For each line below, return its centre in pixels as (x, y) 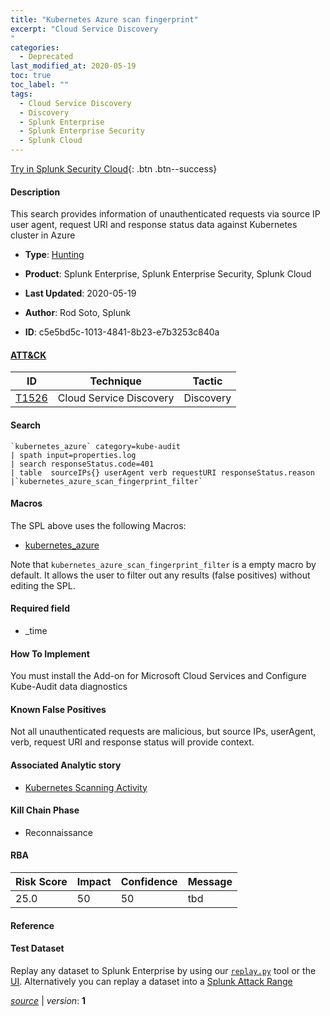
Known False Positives (58, 709)
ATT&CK (28, 355)
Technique (115, 381)
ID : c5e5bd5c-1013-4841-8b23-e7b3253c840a (122, 332)
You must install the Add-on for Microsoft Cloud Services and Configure (158, 676)
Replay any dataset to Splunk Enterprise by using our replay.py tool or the (163, 970)
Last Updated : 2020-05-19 (80, 293)
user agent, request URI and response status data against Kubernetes (154, 225)
